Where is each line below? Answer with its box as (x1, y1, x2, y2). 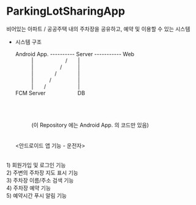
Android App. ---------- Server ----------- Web (15, 50, 134, 57)
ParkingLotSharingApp (6, 4, 125, 18)
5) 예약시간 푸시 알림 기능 (6, 192, 67, 199)
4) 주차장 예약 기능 (6, 184, 51, 192)
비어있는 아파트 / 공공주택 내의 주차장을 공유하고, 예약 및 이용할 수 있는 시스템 (6, 25, 191, 32)
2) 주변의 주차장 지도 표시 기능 (6, 169, 78, 176)
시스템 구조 (15, 38, 42, 45)
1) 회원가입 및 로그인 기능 (6, 161, 66, 168)
